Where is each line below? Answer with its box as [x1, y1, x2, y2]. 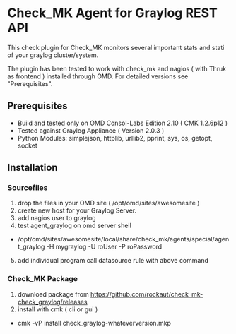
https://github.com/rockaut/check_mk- [90, 290, 203, 298]
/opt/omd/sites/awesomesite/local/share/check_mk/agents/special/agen [17, 235, 230, 244]
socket [17, 141, 37, 150]
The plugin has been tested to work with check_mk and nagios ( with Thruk [7, 64, 227, 73]
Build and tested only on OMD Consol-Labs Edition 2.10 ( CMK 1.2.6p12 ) [17, 119, 228, 127]
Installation [7, 162, 58, 174]
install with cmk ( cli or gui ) [17, 305, 98, 314]
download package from [17, 290, 90, 298]
